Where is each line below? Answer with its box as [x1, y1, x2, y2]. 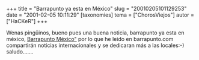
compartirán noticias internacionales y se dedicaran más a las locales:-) [6, 42, 185, 49]
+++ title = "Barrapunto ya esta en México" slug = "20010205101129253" [6, 5, 188, 12]
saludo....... [6, 48, 34, 55]
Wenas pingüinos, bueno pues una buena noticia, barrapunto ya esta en [6, 29, 185, 36]
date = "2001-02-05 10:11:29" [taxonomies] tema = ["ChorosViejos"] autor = [6, 11, 194, 18]
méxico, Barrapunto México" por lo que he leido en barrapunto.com [6, 36, 174, 42]
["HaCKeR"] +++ [6, 18, 48, 24]
